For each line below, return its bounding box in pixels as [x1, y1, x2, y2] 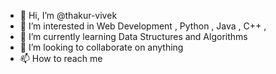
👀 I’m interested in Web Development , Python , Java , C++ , [19, 20, 267, 32]
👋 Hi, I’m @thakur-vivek [19, 10, 118, 21]
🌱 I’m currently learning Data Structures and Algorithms [19, 31, 248, 42]
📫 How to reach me [19, 53, 103, 64]
